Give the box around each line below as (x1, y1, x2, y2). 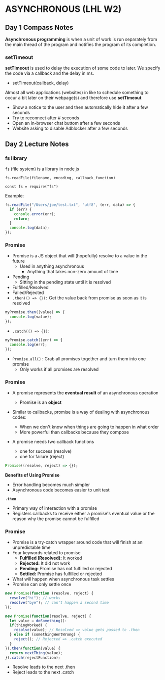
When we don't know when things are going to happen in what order (19, 424, 159, 430)
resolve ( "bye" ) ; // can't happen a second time (9, 600, 109, 605)
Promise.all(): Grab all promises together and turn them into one (12, 355, 146, 362)
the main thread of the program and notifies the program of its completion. (5, 42, 156, 48)
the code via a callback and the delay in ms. (5, 70, 95, 76)
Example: (5, 193, 24, 198)
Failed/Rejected (12, 290, 44, 295)
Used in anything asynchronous (19, 263, 85, 269)
